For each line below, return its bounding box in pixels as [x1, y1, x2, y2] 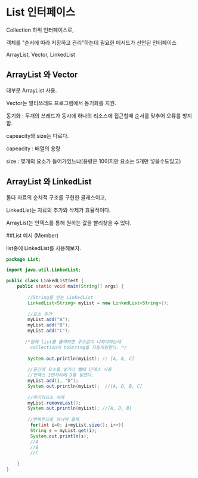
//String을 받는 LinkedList [27, 294, 94, 300]
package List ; [6, 256, 42, 263]
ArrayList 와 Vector [6, 70, 78, 80]
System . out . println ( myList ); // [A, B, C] [27, 356, 135, 362]
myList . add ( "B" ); [27, 322, 70, 328]
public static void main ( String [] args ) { [17, 283, 124, 289]
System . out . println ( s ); [30, 433, 89, 439]
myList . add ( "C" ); [27, 328, 70, 334]
